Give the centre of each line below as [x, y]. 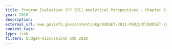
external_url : [20, 24]
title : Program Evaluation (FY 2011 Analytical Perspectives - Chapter [83, 10]
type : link [17, 34]
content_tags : [20, 29]
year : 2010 [17, 15]
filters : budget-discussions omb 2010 [47, 39]
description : [19, 19]
